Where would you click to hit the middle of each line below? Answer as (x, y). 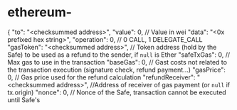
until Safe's (24, 99)
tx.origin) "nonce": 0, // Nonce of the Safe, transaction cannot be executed (117, 92)
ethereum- (40, 12)
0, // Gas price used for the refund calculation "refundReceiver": (101, 77)
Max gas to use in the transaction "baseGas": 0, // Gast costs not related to (117, 62)
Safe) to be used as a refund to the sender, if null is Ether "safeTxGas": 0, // (119, 55)
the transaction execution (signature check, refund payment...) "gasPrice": (117, 70)
